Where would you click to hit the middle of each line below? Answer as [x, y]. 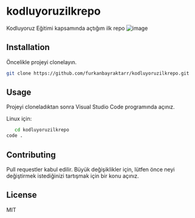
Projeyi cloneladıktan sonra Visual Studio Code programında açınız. [90, 107]
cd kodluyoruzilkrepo [42, 130]
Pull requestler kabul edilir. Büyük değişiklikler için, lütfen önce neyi [90, 169]
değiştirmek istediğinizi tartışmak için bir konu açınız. [73, 176]
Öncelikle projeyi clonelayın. [42, 62]
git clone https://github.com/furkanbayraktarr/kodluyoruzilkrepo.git [98, 73]
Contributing [31, 155]
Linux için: [19, 119]
